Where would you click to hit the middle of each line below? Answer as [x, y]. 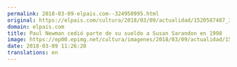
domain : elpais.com [36, 27]
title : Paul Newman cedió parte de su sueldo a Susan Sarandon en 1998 [115, 33]
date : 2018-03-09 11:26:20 [47, 46]
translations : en [33, 53]
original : [22, 20]
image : [17, 40]
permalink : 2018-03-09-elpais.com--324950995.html [83, 14]
